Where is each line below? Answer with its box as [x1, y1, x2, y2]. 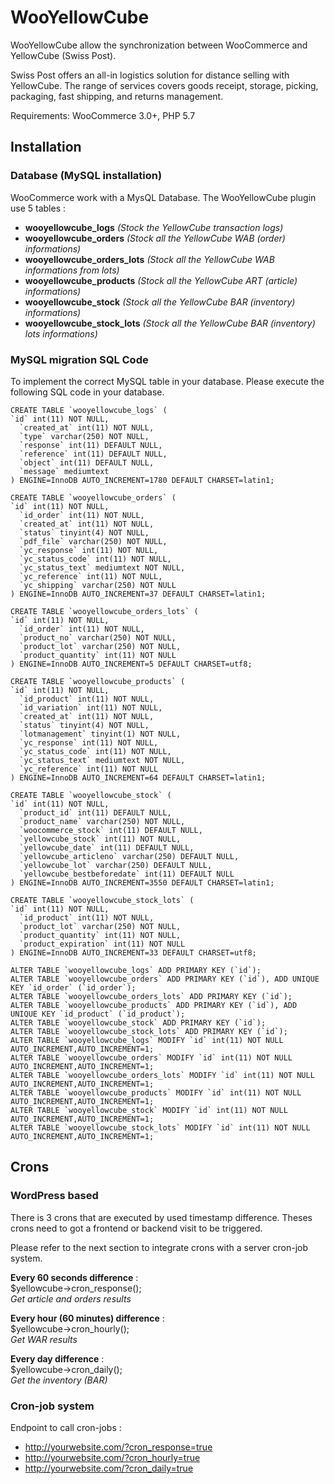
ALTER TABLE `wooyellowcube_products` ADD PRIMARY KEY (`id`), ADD [10, 1000, 298, 1010]
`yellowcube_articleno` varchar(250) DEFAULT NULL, [19, 851, 240, 861]
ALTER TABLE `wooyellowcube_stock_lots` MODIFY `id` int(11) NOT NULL [10, 1122, 311, 1133]
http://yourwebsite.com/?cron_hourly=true [24, 1451, 201, 1463]
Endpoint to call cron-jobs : [10, 1421, 122, 1433]
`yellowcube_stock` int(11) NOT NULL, [19, 834, 182, 844]
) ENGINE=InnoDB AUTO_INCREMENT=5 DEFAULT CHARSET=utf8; [10, 659, 253, 669]
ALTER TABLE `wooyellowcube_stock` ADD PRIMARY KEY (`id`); [10, 1017, 267, 1028]
